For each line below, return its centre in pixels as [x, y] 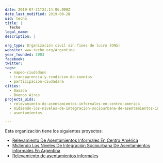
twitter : [14, 63]
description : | [20, 37]
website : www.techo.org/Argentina [40, 50]
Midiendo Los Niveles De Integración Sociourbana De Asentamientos [81, 145]
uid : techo [16, 18]
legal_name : [17, 32]
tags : [10, 68]
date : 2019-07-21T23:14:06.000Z [38, 9]
